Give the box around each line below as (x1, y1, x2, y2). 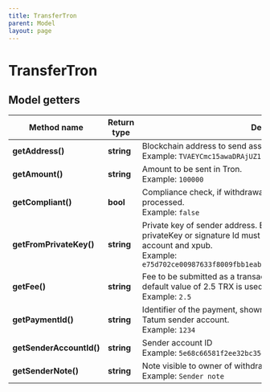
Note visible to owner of (141, 361, 233, 372)
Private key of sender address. (141, 220, 258, 231)
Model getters (8, 93, 80, 107)
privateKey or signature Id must (141, 230, 261, 241)
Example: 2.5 (141, 291, 191, 302)
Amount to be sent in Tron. (141, 164, 243, 175)
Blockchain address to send (141, 141, 247, 152)
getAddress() (12, 145, 65, 157)
